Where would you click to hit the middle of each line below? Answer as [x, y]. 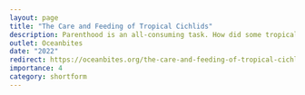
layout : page [34, 18]
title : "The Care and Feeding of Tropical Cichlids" [111, 26]
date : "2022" [34, 52]
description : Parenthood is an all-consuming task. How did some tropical [154, 34]
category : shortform [49, 77]
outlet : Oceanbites [46, 43]
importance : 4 [36, 69]
